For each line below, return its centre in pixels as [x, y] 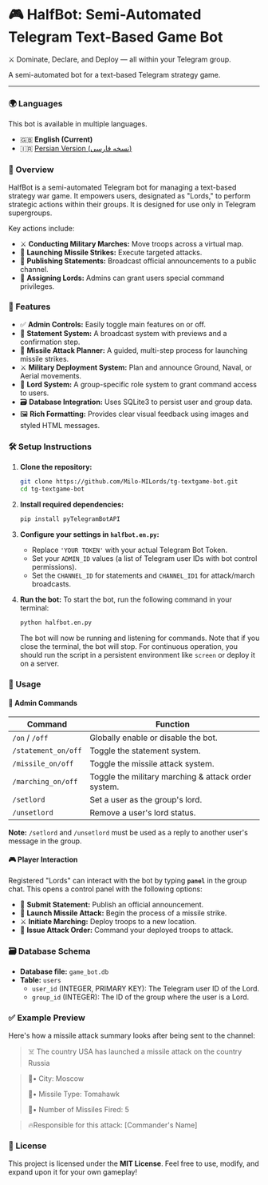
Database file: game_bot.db [64, 971]
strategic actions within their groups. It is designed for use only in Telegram [132, 204]
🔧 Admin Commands [43, 703]
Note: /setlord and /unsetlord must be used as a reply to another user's [128, 832]
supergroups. [30, 213]
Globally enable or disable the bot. [154, 738]
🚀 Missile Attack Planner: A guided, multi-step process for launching [134, 350]
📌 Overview [31, 170]
